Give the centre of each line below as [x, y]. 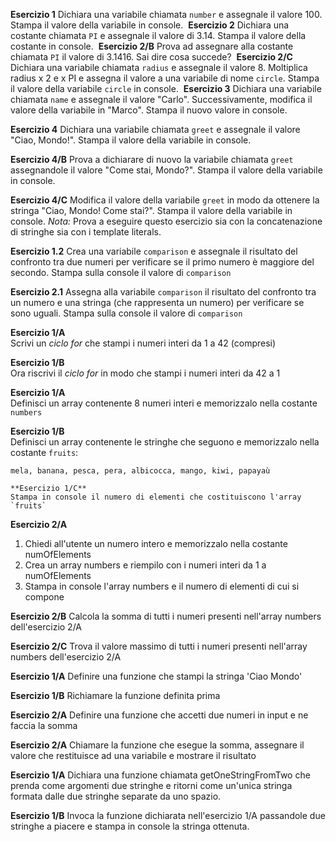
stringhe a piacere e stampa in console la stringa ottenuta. [130, 826]
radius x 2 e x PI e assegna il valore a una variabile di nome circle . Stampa [165, 78]
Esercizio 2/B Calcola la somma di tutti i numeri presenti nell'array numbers [166, 616]
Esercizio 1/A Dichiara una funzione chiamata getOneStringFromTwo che [160, 775]
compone [44, 597]
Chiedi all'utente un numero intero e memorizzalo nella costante [156, 543]
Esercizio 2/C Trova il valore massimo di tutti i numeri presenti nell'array [159, 646]
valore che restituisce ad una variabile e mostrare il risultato [133, 755]
